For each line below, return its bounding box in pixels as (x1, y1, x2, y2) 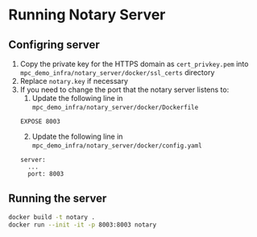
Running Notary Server (8, 6, 166, 24)
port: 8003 (27, 170, 64, 178)
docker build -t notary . (8, 213, 95, 221)
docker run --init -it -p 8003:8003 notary (8, 220, 157, 229)
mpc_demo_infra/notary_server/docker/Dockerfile (31, 103, 199, 111)
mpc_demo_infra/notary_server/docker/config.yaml (31, 142, 203, 150)
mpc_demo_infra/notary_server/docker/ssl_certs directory (19, 68, 215, 77)
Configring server (8, 38, 101, 52)
